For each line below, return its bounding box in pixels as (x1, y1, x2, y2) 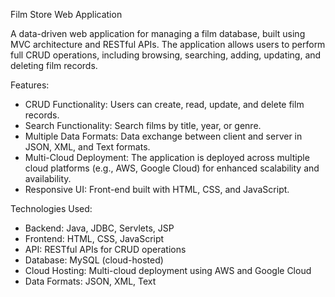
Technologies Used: (10, 203, 93, 214)
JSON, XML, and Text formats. (24, 141, 151, 153)
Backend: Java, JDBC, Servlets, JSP (24, 222, 175, 234)
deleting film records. (10, 60, 98, 71)
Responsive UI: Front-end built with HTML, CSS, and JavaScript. (24, 184, 290, 195)
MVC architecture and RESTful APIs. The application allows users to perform (10, 39, 326, 50)
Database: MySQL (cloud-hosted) (24, 254, 164, 266)
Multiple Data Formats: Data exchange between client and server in (24, 130, 303, 142)
